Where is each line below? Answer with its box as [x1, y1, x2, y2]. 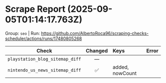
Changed [85, 47, 108, 54]
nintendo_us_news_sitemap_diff [7, 67, 82, 73]
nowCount [113, 70, 137, 77]
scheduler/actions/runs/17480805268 [5, 36, 83, 41]
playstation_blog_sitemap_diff [7, 56, 82, 62]
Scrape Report [5, 3, 66, 15]
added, [113, 63, 129, 70]
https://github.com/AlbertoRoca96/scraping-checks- [41, 30, 149, 36]
